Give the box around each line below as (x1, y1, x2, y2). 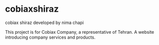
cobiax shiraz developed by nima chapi (5, 20, 84, 25)
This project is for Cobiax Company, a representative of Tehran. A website (5, 29, 154, 35)
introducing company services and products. (5, 34, 95, 40)
